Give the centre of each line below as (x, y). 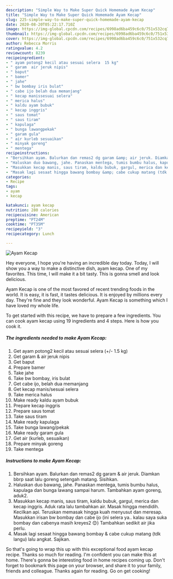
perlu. (20, 528)
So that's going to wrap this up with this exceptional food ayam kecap (80, 549)
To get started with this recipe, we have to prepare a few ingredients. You (83, 315)
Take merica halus (33, 394)
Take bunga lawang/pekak (41, 427)
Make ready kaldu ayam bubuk (46, 400)
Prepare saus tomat (34, 411)
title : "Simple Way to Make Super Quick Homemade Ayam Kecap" (74, 15)
